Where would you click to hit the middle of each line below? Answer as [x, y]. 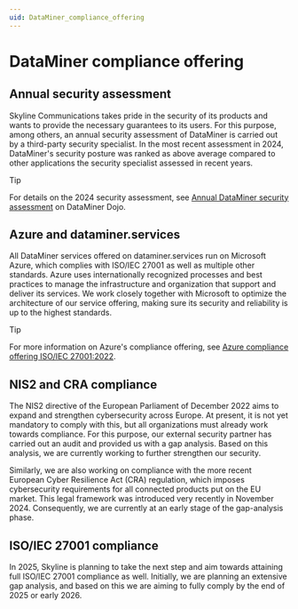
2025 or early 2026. [46, 596]
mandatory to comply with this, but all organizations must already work [139, 425]
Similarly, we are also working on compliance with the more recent [131, 470]
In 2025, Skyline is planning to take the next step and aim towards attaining [146, 567]
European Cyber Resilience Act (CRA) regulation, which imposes [127, 480]
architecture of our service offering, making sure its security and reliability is [149, 303]
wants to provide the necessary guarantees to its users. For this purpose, [143, 124]
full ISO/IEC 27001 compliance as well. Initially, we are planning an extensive [148, 577]
